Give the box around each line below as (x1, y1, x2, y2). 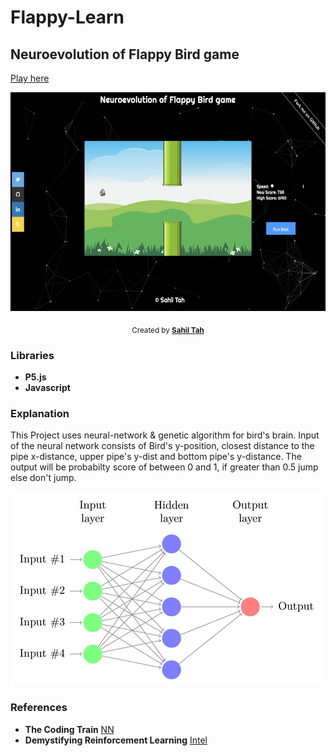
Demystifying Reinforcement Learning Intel (24, 734, 208, 746)
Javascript (24, 382, 71, 394)
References (10, 701, 68, 715)
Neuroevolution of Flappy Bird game (10, 46, 240, 63)
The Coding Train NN (24, 723, 115, 735)
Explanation (10, 407, 70, 421)
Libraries (10, 348, 55, 362)
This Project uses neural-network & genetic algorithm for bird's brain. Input (10, 429, 320, 441)
